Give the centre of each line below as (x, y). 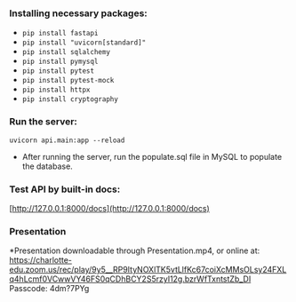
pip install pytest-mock (68, 81)
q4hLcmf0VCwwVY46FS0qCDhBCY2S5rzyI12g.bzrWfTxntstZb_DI (130, 279)
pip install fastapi (60, 34)
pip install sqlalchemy (66, 52)
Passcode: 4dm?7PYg (49, 289)
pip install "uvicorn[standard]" (84, 43)
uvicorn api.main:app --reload (67, 140)
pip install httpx (56, 90)
